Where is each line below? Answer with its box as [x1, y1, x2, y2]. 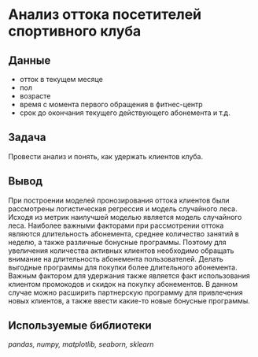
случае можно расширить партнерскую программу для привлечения [8, 288, 243, 297]
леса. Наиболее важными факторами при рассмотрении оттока [8, 221, 224, 230]
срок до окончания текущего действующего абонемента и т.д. [19, 108, 230, 117]
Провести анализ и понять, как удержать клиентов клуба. [8, 151, 203, 161]
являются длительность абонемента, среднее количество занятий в [8, 229, 240, 238]
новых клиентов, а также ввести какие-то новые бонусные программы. [8, 296, 250, 305]
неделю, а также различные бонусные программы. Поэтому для [8, 237, 227, 247]
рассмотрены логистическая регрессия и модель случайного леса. [8, 203, 238, 214]
